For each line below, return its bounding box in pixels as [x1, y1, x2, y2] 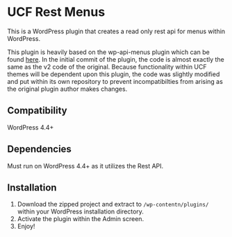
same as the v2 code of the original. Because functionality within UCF [7, 62, 207, 71]
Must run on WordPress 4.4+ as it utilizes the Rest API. [7, 161, 164, 170]
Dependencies [7, 143, 72, 155]
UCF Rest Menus [7, 4, 106, 20]
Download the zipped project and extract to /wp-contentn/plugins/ [17, 200, 209, 209]
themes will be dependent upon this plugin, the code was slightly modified [7, 70, 220, 78]
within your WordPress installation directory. [17, 207, 144, 216]
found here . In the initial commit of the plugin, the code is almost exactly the [7, 55, 224, 63]
